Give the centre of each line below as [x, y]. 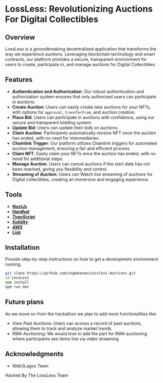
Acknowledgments [35, 354]
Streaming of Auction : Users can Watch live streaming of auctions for [82, 174]
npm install [17, 283]
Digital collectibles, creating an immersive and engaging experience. [81, 179]
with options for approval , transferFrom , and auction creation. [74, 112]
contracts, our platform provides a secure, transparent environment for [76, 59]
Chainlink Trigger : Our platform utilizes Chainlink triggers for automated [84, 143]
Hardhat [21, 211]
